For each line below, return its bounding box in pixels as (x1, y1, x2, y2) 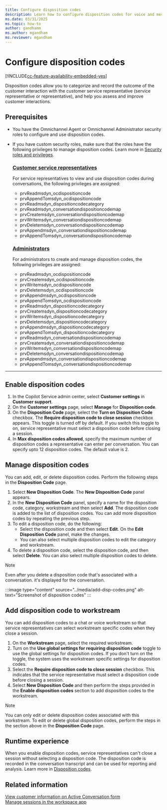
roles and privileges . (12, 151, 55, 157)
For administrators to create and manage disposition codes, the (12, 256, 143, 262)
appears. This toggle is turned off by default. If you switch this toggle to (12, 420, 160, 426)
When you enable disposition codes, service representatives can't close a (5, 750, 157, 756)
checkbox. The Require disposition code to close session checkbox (12, 415, 153, 421)
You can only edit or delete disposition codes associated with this (5, 712, 140, 718)
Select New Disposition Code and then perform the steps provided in (12, 682, 155, 688)
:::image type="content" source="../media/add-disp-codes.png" (5, 586, 137, 592)
